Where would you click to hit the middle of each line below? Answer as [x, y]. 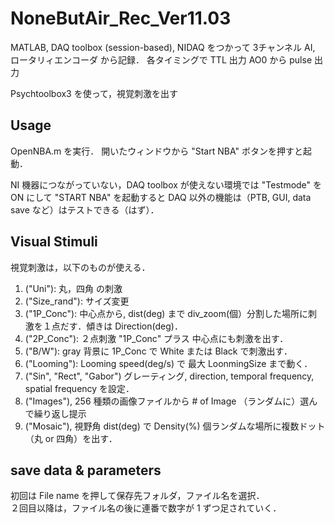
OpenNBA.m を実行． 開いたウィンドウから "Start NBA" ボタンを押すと [156, 151]
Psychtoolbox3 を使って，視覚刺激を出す [94, 93]
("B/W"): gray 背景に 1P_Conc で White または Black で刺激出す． [158, 351]
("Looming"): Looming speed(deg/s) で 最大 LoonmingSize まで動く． [168, 363]
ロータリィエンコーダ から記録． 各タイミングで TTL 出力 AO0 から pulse [161, 59]
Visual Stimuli [54, 242]
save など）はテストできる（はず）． [85, 209]
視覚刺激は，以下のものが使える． [80, 267]
